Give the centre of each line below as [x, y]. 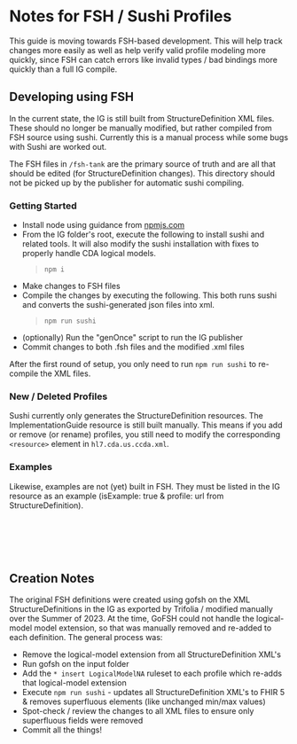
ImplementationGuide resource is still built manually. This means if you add [146, 425]
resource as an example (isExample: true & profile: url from [117, 496]
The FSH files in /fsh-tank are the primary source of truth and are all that [143, 164]
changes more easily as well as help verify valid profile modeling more [137, 50]
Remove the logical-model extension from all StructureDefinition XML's [152, 654]
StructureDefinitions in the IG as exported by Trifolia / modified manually [141, 609]
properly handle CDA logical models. [89, 254]
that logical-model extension [74, 683]
